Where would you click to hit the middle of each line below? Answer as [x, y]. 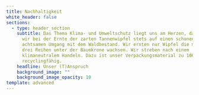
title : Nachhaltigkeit [34, 12]
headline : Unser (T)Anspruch [53, 66]
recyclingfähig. [42, 61]
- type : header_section [41, 28]
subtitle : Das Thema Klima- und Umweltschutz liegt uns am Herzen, [102, 34]
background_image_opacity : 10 [54, 77]
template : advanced [30, 83]
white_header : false [32, 17]
